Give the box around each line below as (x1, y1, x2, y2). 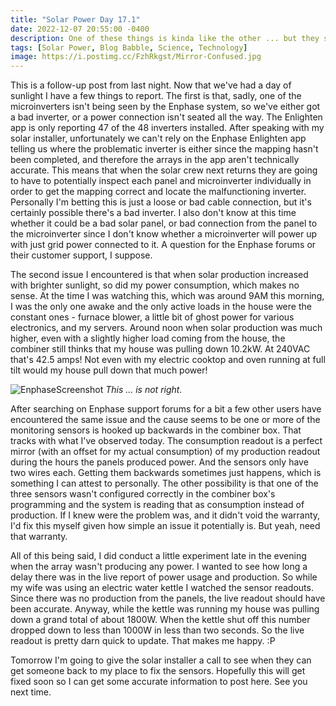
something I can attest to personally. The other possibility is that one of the (10, 477, 319, 490)
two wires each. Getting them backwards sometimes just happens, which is (10, 467, 322, 479)
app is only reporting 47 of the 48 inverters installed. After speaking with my (10, 122, 325, 134)
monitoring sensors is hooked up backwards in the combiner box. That (10, 424, 302, 436)
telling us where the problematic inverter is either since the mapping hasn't (10, 143, 319, 155)
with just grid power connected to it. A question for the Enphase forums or (10, 239, 317, 251)
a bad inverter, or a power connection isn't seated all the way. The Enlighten (10, 111, 323, 123)
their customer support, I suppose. (10, 249, 153, 261)
